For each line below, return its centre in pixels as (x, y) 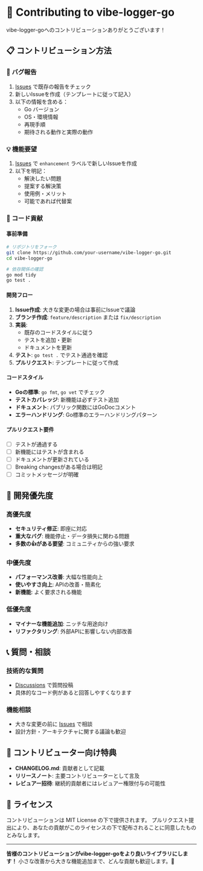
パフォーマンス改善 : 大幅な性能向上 (59, 577)
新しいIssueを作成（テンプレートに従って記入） (74, 94)
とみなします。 (25, 835)
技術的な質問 (25, 671)
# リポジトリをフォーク (32, 247)
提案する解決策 (43, 186)
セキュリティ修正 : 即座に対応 (51, 528)
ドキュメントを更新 (48, 347)
